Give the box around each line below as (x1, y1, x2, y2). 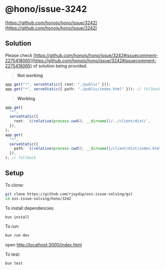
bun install (5, 214, 29, 220)
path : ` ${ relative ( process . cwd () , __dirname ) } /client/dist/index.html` (14, 146, 164, 151)
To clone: (5, 182, 24, 188)
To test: (5, 251, 21, 257)
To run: (5, 223, 20, 230)
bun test (5, 261, 23, 266)
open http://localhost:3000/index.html (5, 242, 82, 248)
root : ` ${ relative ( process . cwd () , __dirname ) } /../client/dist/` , (14, 119, 151, 124)
